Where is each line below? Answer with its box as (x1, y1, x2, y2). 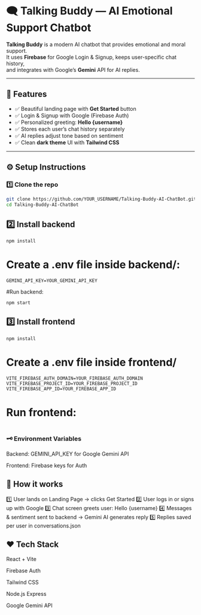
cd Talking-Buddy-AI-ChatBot (6, 202, 79, 208)
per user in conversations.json (6, 522, 81, 529)
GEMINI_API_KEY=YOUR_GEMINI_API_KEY (6, 277, 98, 284)
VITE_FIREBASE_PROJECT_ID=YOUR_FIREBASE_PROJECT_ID (6, 380, 138, 386)
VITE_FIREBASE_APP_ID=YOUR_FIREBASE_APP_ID (6, 386, 117, 392)
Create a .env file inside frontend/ (6, 355, 177, 369)
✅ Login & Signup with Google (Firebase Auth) (14, 111, 129, 119)
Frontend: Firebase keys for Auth (6, 462, 87, 469)
